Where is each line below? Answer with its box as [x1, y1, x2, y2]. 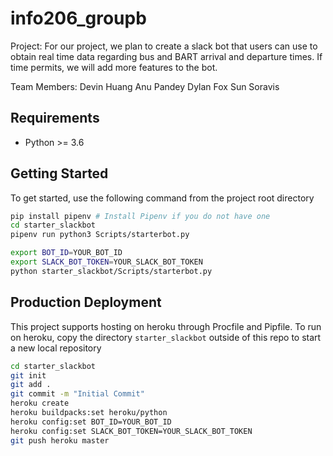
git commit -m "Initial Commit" [10, 389, 145, 399]
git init [10, 370, 47, 381]
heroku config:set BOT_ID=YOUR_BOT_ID [10, 417, 172, 427]
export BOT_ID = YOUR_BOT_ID [10, 248, 123, 258]
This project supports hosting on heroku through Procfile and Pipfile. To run [10, 320, 322, 332]
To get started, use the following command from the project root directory [10, 192, 315, 204]
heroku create [10, 398, 70, 409]
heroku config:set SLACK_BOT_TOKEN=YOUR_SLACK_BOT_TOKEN [10, 426, 253, 436]
